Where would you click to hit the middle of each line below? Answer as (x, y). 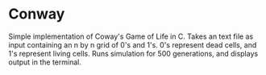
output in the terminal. (45, 62)
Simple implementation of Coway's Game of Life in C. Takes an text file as (131, 36)
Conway (37, 14)
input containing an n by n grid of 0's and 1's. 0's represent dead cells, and (133, 44)
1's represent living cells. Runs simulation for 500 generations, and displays (133, 53)
